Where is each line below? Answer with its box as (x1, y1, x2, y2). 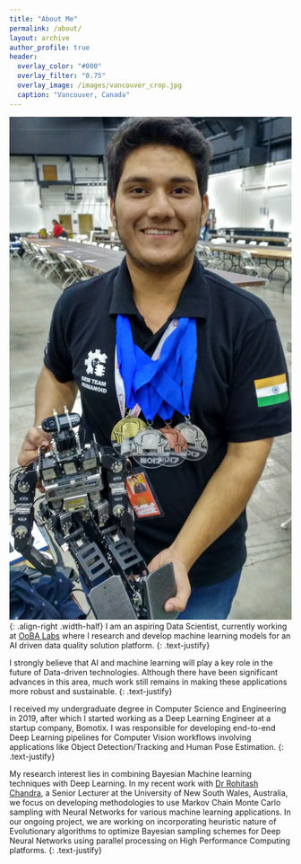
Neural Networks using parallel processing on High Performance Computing (9, 835, 291, 846)
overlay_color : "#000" (17, 62, 102, 71)
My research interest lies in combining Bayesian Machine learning (9, 768, 253, 779)
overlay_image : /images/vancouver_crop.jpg (17, 81, 182, 90)
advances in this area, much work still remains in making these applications (9, 676, 288, 687)
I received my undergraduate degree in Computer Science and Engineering (9, 703, 287, 714)
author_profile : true (9, 43, 90, 52)
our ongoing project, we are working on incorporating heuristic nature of (9, 816, 277, 826)
